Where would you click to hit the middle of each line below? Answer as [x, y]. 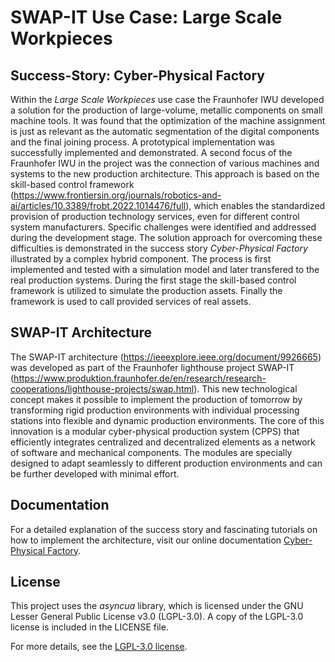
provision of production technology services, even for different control [155, 216]
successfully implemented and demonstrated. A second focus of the [151, 152]
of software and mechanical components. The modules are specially [151, 452]
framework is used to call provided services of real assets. [131, 301]
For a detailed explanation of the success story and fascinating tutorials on [164, 529]
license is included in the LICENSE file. [89, 627]
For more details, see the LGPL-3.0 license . [99, 647]
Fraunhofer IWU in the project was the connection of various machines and [165, 163]
